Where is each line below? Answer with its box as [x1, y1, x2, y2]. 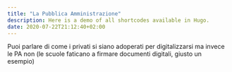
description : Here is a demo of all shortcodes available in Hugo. [7, 17, 210, 24]
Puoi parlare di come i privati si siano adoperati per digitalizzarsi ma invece [7, 43, 225, 51]
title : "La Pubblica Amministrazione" [7, 10, 121, 17]
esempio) [7, 57, 35, 66]
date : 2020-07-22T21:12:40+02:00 [7, 23, 106, 30]
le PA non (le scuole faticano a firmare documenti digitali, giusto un [7, 50, 202, 58]
